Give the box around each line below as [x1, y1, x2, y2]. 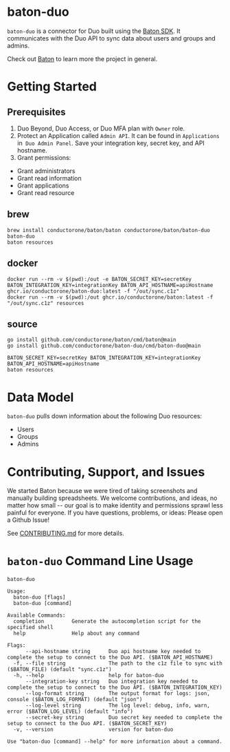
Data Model [7, 389, 74, 405]
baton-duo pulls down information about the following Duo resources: [7, 412, 203, 420]
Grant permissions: [16, 153, 71, 161]
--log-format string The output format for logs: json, [25, 690, 211, 697]
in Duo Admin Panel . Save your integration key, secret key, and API [16, 139, 205, 147]
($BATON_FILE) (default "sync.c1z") [7, 666, 112, 673]
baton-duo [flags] [13, 594, 67, 601]
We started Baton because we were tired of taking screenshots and [7, 487, 198, 495]
